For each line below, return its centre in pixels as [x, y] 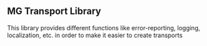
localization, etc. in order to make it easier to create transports [95, 35]
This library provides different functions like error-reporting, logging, [104, 27]
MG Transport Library [54, 11]
